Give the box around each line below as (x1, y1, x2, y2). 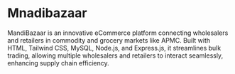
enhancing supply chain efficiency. (7, 58, 110, 67)
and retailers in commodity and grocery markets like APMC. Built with (7, 36, 211, 44)
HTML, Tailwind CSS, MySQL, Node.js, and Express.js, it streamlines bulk (7, 43, 222, 52)
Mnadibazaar (7, 5, 87, 21)
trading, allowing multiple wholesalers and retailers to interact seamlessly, (7, 51, 224, 60)
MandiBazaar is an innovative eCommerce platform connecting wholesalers (7, 28, 229, 37)
